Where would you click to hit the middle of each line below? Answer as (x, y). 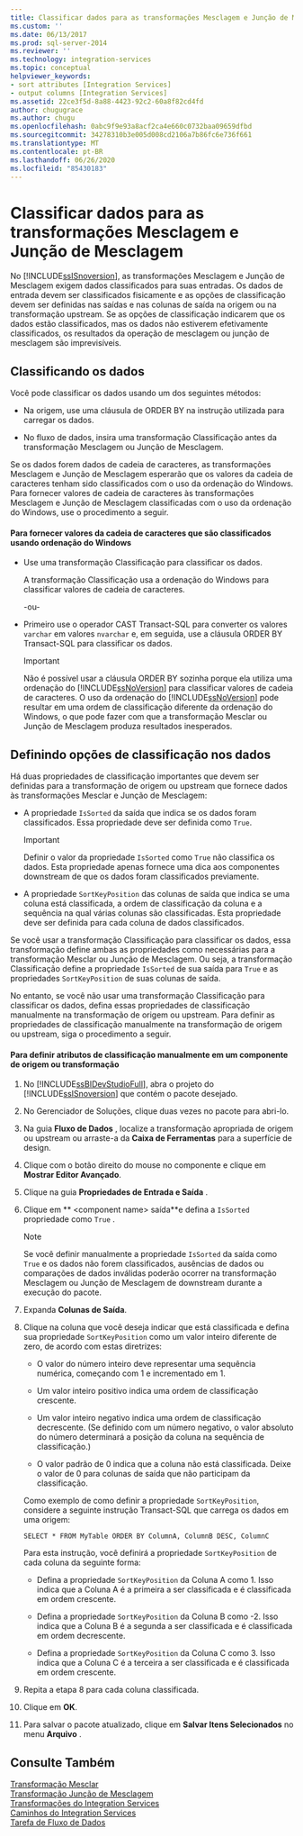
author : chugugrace (47, 110)
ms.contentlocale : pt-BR (57, 151)
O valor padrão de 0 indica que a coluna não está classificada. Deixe (164, 1464)
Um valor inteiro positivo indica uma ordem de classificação (147, 1391)
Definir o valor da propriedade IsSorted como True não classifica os (149, 857)
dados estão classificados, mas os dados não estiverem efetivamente (139, 324)
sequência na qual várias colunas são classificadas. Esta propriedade (152, 913)
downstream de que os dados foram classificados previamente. (141, 877)
